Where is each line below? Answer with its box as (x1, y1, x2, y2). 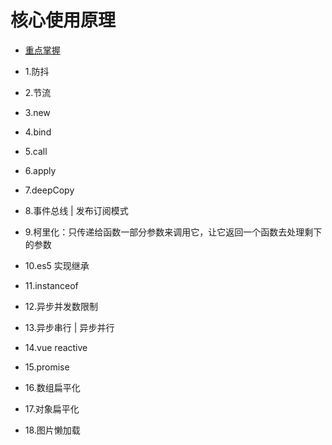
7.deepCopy (24, 184, 75, 196)
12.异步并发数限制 (24, 300, 99, 312)
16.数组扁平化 (24, 381, 81, 393)
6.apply (24, 164, 57, 176)
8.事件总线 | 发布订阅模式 (24, 204, 129, 216)
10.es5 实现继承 (24, 259, 90, 271)
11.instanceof (24, 279, 79, 291)
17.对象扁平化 (24, 402, 80, 415)
